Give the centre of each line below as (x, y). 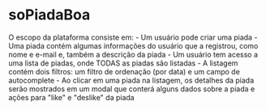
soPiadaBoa (49, 15)
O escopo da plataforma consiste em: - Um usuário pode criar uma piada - (133, 37)
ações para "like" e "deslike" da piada (72, 97)
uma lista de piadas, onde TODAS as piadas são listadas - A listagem (123, 63)
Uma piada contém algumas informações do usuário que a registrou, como (133, 45)
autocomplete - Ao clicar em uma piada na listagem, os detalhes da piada (131, 80)
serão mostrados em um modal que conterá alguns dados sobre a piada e (132, 89)
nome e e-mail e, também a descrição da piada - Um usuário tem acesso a (133, 54)
